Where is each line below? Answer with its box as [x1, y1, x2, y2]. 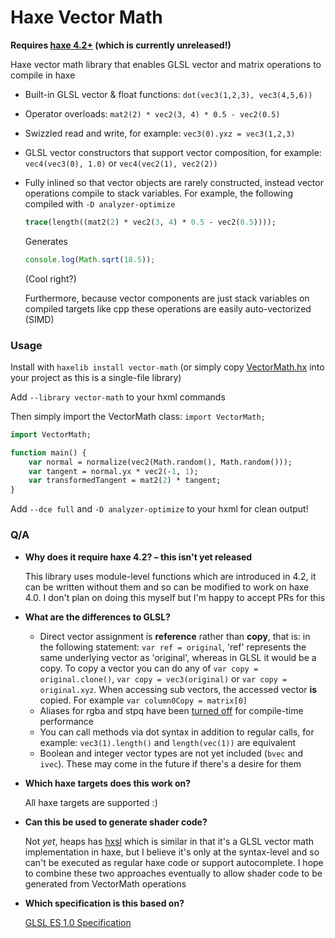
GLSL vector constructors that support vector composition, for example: [24, 146, 322, 158]
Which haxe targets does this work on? [24, 777, 192, 789]
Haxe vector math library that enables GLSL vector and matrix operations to [10, 58, 322, 70]
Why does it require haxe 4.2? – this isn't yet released [24, 551, 253, 563]
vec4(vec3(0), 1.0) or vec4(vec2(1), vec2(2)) [24, 157, 218, 169]
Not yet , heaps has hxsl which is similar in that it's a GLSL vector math [24, 835, 315, 847]
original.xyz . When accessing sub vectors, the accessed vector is [39, 683, 318, 695]
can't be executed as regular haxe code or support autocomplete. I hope [24, 856, 324, 868]
